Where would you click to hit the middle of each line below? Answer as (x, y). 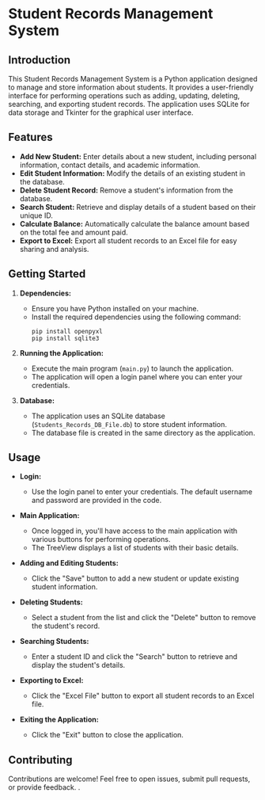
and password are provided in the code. (97, 501)
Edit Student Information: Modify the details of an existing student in (132, 173)
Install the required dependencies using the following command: (136, 317)
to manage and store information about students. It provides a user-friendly (131, 87)
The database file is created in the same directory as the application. (143, 432)
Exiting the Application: (59, 720)
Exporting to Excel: (51, 680)
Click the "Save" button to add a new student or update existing (135, 578)
